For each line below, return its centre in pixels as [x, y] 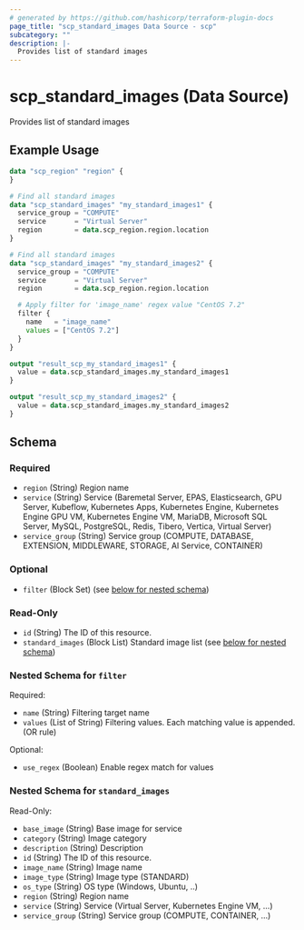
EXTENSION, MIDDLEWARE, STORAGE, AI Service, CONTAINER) [142, 545]
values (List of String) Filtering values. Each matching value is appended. [159, 723]
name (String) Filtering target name [86, 713]
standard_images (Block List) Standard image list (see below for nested [154, 643]
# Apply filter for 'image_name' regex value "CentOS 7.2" [132, 305]
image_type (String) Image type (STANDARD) [106, 876]
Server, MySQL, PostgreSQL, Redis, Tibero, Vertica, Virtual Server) [147, 526]
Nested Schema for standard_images [90, 791]
